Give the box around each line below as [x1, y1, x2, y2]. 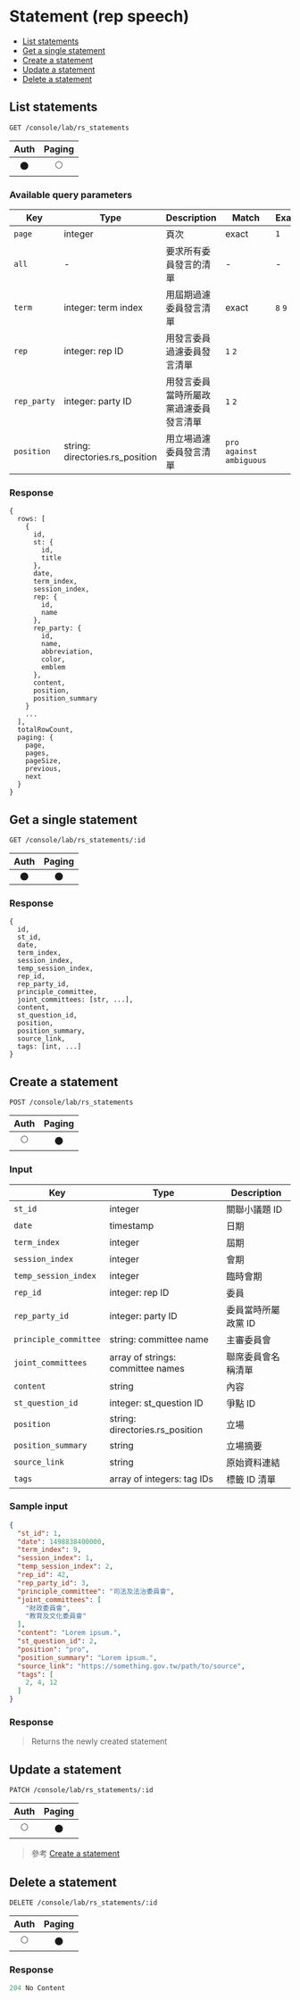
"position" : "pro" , [17, 1645, 90, 1654]
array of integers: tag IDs [109, 1473, 214, 1485]
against [224, 446, 258, 457]
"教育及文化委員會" [25, 1612, 87, 1621]
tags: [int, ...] [17, 1042, 82, 1051]
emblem [41, 663, 66, 672]
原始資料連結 [226, 1456, 280, 1469]
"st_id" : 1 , [17, 1529, 62, 1538]
